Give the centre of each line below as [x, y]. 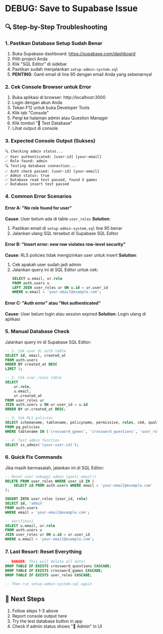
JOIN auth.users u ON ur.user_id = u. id [47, 405]
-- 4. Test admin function [32, 440]
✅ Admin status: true [27, 176]
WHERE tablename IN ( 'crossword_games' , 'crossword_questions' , [71, 431]
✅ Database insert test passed [37, 184]
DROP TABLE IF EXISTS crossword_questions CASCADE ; [58, 566]
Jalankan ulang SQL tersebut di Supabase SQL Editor [65, 233]
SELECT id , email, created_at [36, 355]
